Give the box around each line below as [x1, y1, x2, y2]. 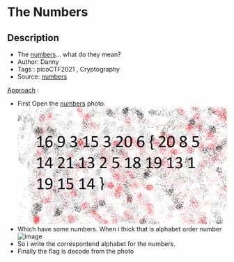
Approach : [7, 86, 40, 94]
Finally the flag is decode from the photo [17, 247, 134, 255]
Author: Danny [17, 58, 59, 66]
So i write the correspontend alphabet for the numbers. [17, 239, 176, 247]
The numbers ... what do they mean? [17, 50, 121, 58]
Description [7, 32, 59, 44]
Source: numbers [17, 72, 68, 81]
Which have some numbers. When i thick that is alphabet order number [17, 224, 222, 233]
